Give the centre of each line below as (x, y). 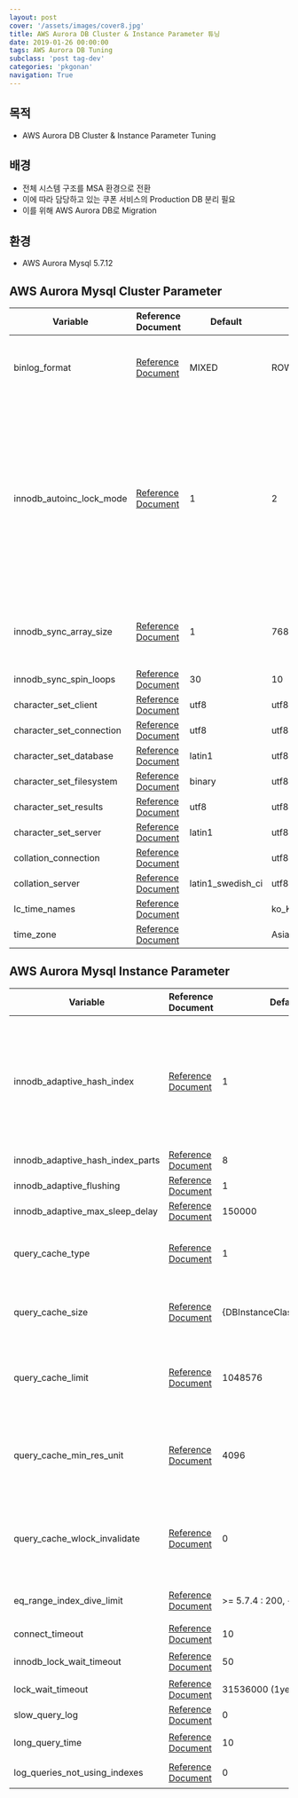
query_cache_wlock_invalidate (77, 1538)
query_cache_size (51, 1312)
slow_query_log (46, 1715)
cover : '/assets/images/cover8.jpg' (77, 26)
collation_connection (57, 858)
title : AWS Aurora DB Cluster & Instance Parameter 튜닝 (114, 34)
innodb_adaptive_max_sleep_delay (86, 1210)
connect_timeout (49, 1634)
